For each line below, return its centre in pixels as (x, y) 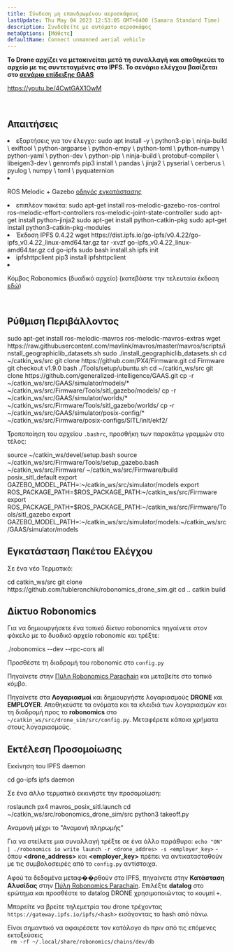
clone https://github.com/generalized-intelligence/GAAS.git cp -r (101, 375)
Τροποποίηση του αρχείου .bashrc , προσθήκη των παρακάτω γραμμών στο (116, 434)
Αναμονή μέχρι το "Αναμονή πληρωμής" (66, 828)
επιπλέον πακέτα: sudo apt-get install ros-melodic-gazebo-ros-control (118, 205)
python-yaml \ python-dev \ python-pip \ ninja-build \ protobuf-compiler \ (113, 156)
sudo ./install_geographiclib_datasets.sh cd (164, 353)
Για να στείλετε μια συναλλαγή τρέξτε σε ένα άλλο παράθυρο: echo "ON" (115, 841)
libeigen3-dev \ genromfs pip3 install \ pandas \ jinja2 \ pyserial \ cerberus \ (116, 163)
